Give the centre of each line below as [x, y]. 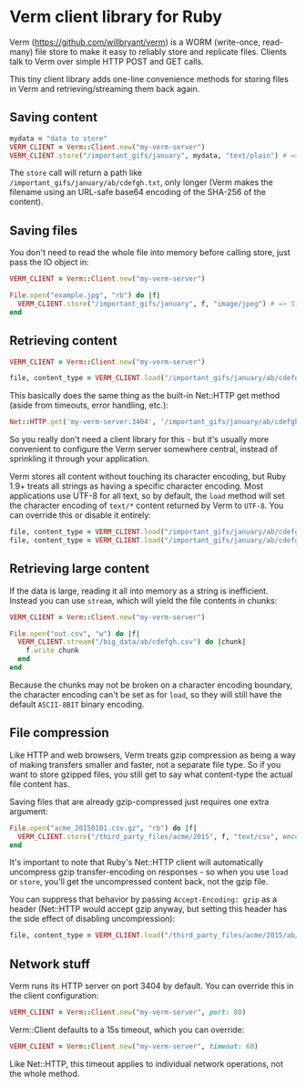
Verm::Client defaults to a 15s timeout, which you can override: [127, 1029]
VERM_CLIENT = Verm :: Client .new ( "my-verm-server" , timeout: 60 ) [134, 1046]
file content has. [40, 784]
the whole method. [45, 1073]
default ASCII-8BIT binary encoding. [77, 704]
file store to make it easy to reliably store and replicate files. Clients [161, 51]
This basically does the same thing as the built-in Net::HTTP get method [145, 396]
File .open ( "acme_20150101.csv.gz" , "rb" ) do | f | [103, 828]
